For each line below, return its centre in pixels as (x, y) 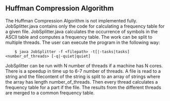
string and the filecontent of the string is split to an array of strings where (83, 77)
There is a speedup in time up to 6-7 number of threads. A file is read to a (83, 71)
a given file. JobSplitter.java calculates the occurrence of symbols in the (82, 31)
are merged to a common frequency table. (50, 93)
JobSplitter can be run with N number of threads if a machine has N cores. (84, 65)
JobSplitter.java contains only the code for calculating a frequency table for (85, 26)
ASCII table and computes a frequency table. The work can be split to (79, 37)
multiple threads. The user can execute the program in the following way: (83, 42)
